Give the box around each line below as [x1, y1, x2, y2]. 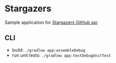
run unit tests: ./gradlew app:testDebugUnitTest [11, 52, 111, 58]
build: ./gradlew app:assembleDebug [11, 47, 85, 53]
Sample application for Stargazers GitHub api [4, 19, 98, 25]
